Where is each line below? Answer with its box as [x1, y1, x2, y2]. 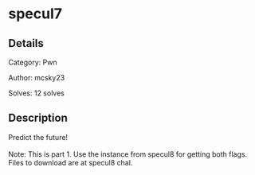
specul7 [8, 5, 62, 23]
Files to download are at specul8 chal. [8, 157, 133, 167]
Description [8, 111, 68, 125]
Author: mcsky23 [8, 73, 65, 82]
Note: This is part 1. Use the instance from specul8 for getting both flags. [8, 149, 248, 159]
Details [8, 37, 44, 50]
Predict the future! [8, 132, 69, 142]
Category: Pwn [8, 57, 57, 67]
